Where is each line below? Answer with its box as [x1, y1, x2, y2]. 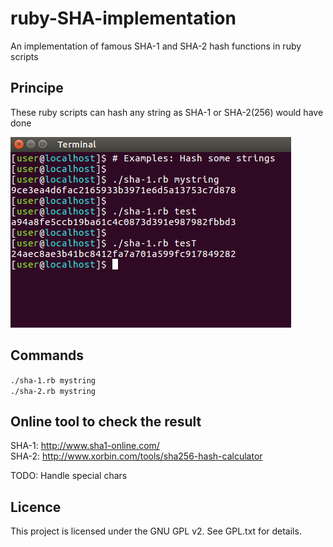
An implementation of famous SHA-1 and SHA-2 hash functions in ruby [10, 40, 302, 52]
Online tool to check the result [10, 413, 202, 430]
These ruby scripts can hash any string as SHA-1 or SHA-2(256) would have [10, 106, 324, 118]
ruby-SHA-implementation [10, 7, 237, 30]
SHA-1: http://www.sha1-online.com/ [10, 440, 160, 452]
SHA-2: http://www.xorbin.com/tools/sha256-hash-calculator [10, 450, 263, 462]
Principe [10, 80, 64, 97]
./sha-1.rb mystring [10, 375, 97, 386]
